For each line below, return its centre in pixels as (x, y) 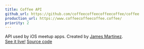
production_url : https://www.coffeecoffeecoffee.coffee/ (64, 18)
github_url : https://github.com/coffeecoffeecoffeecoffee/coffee (72, 14)
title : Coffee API (23, 9)
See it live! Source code (29, 42)
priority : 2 (17, 23)
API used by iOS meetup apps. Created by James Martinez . (64, 37)
